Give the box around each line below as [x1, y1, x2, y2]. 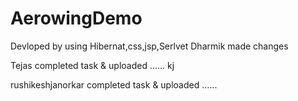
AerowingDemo [10, 7, 143, 30]
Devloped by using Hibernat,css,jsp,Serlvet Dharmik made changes [10, 40, 289, 52]
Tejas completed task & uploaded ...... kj [10, 59, 175, 71]
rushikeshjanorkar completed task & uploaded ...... [10, 78, 218, 91]
